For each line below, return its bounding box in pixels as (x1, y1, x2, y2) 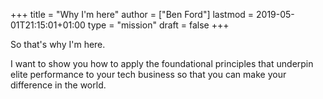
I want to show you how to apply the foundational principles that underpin (10, 58, 314, 69)
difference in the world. (10, 79, 107, 91)
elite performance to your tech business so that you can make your (10, 69, 287, 80)
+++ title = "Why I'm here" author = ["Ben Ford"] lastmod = (10, 9, 255, 20)
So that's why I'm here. (10, 39, 106, 50)
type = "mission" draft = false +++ (87, 19, 230, 31)
